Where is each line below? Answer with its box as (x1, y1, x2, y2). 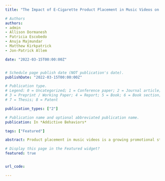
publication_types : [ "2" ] (5, 106, 58, 111)
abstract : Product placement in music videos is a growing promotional (5, 137, 155, 143)
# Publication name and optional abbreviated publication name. (5, 115, 139, 120)
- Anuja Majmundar (5, 39, 43, 44)
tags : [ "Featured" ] (5, 128, 45, 133)
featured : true (5, 151, 36, 156)
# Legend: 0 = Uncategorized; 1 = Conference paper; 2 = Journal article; (5, 88, 162, 93)
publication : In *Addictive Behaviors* (5, 120, 87, 124)
